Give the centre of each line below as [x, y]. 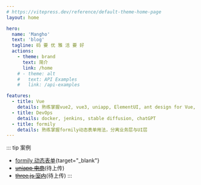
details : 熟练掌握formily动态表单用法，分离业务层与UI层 [82, 130]
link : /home [37, 68]
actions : [23, 51]
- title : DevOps [32, 113]
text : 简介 [35, 62]
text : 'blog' [28, 40]
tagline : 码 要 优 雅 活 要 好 [48, 45]
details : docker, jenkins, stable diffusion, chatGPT [87, 118]
